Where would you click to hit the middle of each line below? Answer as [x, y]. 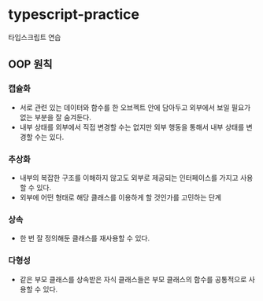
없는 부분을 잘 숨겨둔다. [56, 117]
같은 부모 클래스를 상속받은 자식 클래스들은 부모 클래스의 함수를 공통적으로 [133, 279]
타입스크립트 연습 [35, 37]
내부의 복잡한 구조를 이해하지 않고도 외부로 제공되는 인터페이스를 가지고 [129, 178]
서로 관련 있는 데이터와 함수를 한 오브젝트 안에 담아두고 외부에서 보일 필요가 [135, 107]
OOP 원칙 [30, 64]
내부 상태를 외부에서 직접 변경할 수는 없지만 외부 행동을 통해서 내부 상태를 [132, 127]
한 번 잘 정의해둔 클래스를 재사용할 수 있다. [85, 238]
